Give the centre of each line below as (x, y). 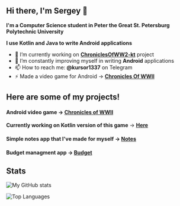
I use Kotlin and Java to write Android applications (69, 43)
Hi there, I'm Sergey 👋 (47, 11)
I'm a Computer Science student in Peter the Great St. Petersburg (88, 25)
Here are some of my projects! (63, 97)
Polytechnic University (35, 31)
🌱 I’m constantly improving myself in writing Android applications (94, 60)
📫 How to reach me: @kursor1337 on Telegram (73, 67)
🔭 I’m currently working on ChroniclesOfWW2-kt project (84, 54)
